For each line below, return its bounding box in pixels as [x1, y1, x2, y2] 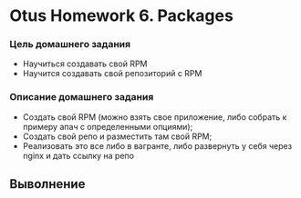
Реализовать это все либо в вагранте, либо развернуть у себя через [22, 140, 293, 151]
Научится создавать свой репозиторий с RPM [22, 68, 202, 79]
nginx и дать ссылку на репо [22, 150, 135, 161]
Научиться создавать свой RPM [22, 58, 148, 69]
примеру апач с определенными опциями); [22, 121, 193, 132]
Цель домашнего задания [9, 38, 130, 51]
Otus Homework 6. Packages [9, 5, 234, 26]
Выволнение [9, 176, 86, 192]
